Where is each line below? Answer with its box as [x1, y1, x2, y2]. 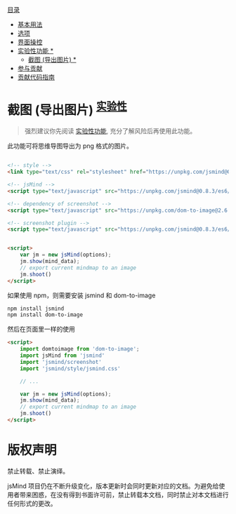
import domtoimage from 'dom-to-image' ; [20, 346, 140, 353]
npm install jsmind [7, 305, 65, 312]
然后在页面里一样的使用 [7, 325, 75, 334]
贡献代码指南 [17, 73, 55, 81]
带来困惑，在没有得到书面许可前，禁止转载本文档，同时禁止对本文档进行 [19, 490, 229, 499]
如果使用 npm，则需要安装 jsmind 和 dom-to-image [7, 291, 156, 299]
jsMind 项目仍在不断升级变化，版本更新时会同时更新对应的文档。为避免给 [7, 482, 219, 490]
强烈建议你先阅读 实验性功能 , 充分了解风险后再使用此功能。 [24, 127, 197, 135]
